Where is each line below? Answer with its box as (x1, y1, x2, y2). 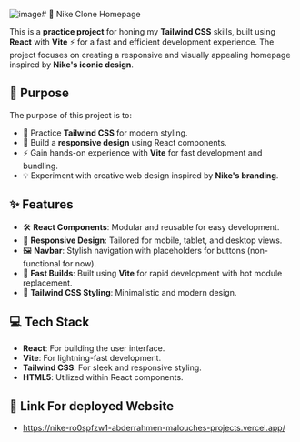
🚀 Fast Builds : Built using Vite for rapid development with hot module (22, 267, 283, 278)
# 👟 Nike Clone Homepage (41, 9, 141, 19)
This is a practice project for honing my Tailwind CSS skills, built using (9, 26, 275, 36)
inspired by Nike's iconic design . (9, 59, 135, 70)
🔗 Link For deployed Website (9, 398, 175, 414)
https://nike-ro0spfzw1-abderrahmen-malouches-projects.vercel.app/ (22, 423, 286, 434)
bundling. (22, 160, 59, 171)
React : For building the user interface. (22, 343, 165, 354)
